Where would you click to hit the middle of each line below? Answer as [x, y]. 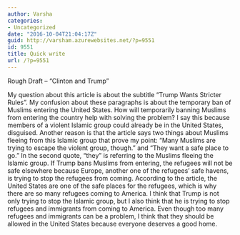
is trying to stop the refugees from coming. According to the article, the [112, 178]
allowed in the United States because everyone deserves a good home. [112, 224]
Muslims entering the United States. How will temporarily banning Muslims [117, 110]
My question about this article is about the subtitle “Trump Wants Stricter [115, 94]
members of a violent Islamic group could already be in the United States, [115, 125]
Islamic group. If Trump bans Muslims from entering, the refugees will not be [120, 163]
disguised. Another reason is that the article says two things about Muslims [118, 132]
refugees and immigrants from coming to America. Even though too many [115, 209]
